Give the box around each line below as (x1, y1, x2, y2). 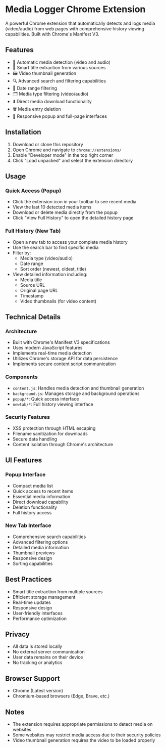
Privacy (5, 630, 30, 639)
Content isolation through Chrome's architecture (12, 441, 114, 447)
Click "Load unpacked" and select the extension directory (12, 157, 133, 163)
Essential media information (12, 493, 71, 499)
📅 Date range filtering (12, 85, 57, 91)
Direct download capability (12, 499, 69, 505)
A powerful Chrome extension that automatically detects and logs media (5, 20, 155, 26)
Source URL (20, 282, 45, 288)
